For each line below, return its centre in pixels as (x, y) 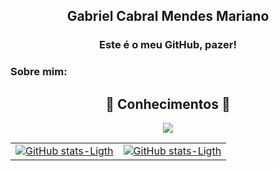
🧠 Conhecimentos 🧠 (168, 104)
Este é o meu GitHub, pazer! (168, 45)
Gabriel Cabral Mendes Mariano (168, 16)
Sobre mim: (39, 72)
